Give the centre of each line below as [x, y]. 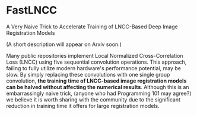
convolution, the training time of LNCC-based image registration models [96, 81]
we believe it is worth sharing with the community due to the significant [93, 99]
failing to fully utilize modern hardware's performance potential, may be [93, 68]
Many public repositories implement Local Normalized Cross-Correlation [95, 55]
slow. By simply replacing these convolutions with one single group [88, 74]
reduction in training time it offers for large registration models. [83, 106]
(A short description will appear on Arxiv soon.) [64, 44]
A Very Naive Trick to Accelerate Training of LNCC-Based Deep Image [92, 27]
